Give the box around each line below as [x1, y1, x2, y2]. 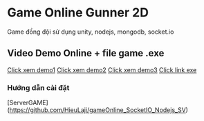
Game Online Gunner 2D [7, 5, 149, 21]
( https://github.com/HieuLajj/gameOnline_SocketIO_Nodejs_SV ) [7, 106, 189, 114]
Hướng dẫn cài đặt [7, 82, 70, 92]
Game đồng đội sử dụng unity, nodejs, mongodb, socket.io [7, 27, 174, 36]
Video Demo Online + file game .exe [7, 47, 165, 59]
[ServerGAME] [7, 98, 48, 107]
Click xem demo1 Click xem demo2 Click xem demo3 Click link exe [7, 65, 197, 74]
